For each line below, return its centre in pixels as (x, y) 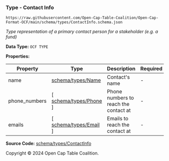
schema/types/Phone (77, 101)
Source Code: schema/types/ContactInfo (49, 143)
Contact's (118, 77)
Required (151, 69)
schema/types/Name (76, 80)
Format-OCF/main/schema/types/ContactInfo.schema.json (64, 22)
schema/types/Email (75, 125)
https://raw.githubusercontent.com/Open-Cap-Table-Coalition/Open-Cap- (82, 18)
